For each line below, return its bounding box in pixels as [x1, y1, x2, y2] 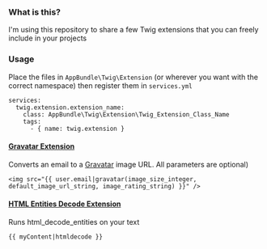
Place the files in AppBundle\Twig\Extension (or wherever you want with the [8, 72, 259, 82]
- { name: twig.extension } [29, 124, 125, 133]
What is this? [8, 6, 61, 18]
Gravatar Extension [8, 141, 75, 151]
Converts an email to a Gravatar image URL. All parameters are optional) [8, 159, 249, 169]
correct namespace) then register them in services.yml [8, 80, 193, 91]
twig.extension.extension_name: [15, 103, 125, 112]
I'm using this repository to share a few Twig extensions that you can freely [8, 25, 259, 35]
